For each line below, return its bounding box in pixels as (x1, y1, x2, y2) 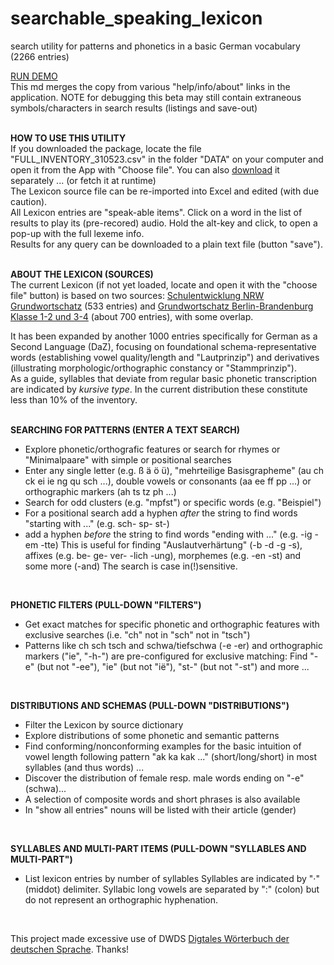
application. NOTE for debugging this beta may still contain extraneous (10, 91, 302, 103)
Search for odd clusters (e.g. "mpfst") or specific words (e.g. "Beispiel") (24, 496, 322, 508)
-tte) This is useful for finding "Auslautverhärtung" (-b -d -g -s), (40, 538, 303, 551)
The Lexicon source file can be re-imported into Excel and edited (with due (10, 185, 320, 197)
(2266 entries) (10, 50, 70, 62)
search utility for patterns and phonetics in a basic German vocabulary (10, 40, 301, 52)
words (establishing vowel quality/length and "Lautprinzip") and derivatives (10, 351, 320, 363)
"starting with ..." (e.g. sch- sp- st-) (24, 517, 170, 529)
